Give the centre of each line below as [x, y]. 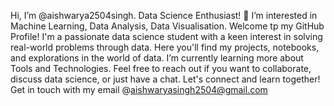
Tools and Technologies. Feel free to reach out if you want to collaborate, [161, 68]
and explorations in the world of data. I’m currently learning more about [157, 58]
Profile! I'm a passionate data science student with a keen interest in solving [166, 36]
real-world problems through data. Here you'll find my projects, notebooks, [165, 47]
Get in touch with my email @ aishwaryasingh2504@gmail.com [139, 89]
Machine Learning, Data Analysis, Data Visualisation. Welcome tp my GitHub [167, 26]
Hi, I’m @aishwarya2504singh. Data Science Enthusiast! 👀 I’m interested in [164, 15]
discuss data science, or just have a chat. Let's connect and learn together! [165, 79]
